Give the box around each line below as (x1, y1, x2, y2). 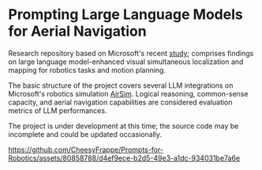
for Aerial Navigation (8, 22, 148, 40)
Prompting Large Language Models (8, 6, 243, 24)
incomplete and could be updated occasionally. (8, 129, 163, 139)
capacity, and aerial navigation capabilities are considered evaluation (8, 97, 233, 107)
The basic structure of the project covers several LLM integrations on (8, 81, 234, 90)
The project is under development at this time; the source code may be (8, 121, 239, 130)
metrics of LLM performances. (8, 105, 107, 115)
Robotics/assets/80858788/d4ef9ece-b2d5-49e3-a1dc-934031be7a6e (8, 153, 241, 163)
